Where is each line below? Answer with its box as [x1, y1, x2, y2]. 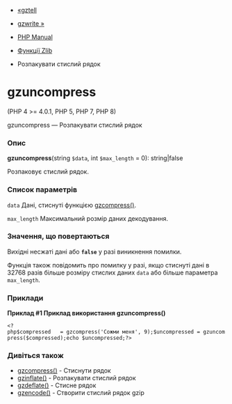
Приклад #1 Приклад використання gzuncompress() [7, 309, 166, 318]
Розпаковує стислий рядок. [7, 167, 89, 176]
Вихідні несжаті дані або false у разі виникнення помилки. [7, 247, 182, 256]
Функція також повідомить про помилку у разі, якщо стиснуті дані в [7, 261, 210, 269]
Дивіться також [7, 351, 64, 361]
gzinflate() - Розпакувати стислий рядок [17, 374, 137, 382]
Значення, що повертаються [7, 231, 110, 241]
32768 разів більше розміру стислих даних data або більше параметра [7, 268, 218, 277]
